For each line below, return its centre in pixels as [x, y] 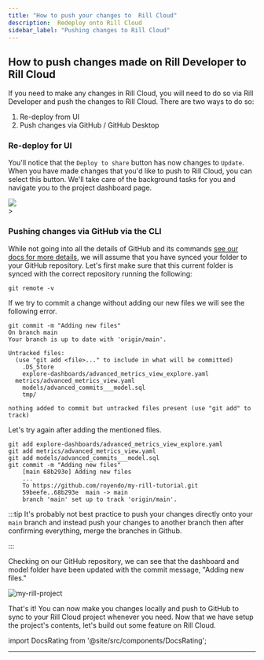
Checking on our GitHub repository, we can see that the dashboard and [124, 561]
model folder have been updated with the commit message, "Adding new [126, 569]
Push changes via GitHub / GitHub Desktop [89, 125]
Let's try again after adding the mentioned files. [85, 429]
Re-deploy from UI [49, 117]
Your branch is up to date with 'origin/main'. [88, 339]
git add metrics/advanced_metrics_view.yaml [82, 451]
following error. [33, 311]
